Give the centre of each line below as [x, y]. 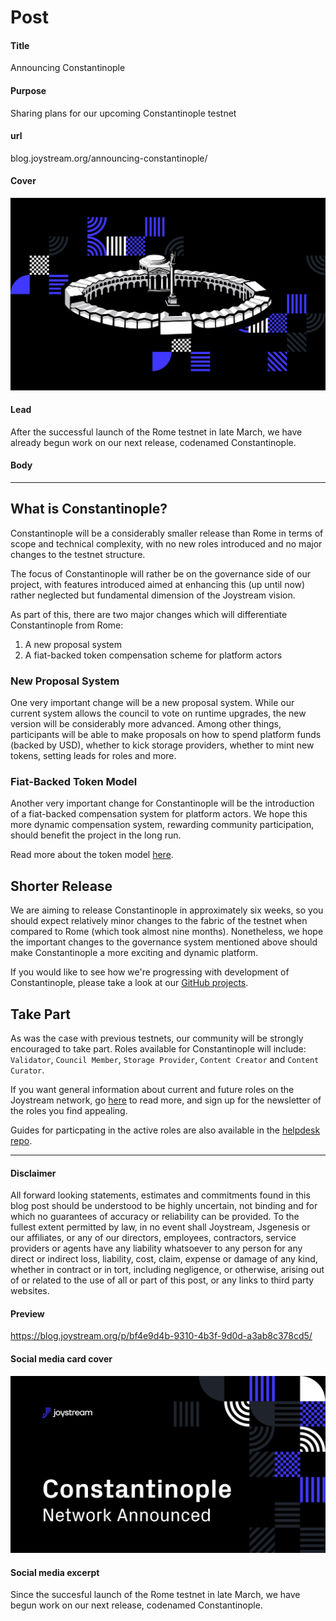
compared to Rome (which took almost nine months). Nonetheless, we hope [167, 932]
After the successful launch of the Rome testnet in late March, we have [156, 432]
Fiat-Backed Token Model [74, 782]
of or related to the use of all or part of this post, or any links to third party [162, 1280]
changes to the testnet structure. [78, 554]
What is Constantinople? [89, 509]
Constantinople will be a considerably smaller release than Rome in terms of [167, 533]
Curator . [27, 1070]
